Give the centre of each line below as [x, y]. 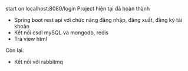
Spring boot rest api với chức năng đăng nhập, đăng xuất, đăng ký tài [98, 20]
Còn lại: [15, 50]
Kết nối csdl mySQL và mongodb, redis [61, 33]
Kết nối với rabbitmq [38, 62]
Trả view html [31, 39]
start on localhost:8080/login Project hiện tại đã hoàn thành [78, 9]
